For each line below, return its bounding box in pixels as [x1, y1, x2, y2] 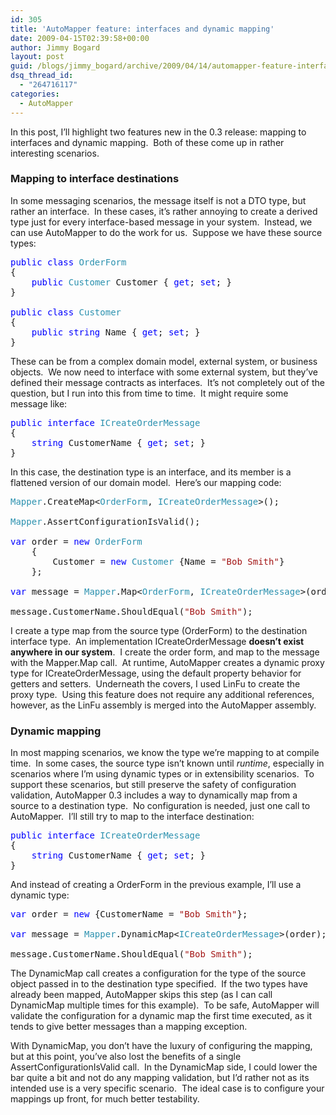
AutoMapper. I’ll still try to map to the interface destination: [10, 811, 255, 823]
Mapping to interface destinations [10, 172, 180, 186]
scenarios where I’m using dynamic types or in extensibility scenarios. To [10, 768, 315, 780]
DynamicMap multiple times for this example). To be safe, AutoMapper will [10, 999, 320, 1011]
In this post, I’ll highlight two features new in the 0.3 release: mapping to [10, 126, 307, 138]
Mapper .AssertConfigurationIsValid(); [10, 516, 201, 527]
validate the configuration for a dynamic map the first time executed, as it [10, 1010, 313, 1022]
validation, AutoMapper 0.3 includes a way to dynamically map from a [10, 789, 298, 801]
